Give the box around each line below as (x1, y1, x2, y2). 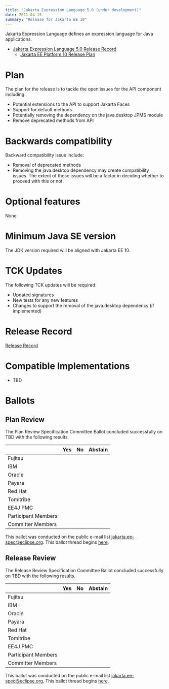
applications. (5, 36, 32, 42)
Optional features (5, 196, 80, 207)
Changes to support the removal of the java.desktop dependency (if (12, 303, 154, 309)
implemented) (12, 308, 42, 314)
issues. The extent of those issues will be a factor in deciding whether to (12, 173, 164, 179)
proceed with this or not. (12, 178, 64, 184)
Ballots (5, 395, 35, 406)
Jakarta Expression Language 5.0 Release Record (12, 46, 116, 52)
